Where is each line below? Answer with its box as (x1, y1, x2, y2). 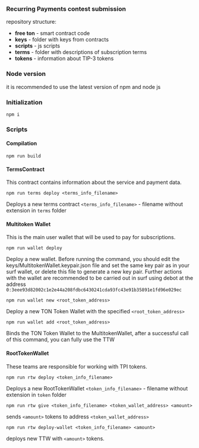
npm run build (6, 153, 42, 159)
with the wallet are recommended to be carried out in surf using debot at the (6, 275, 194, 282)
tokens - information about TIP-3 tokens (14, 55, 114, 62)
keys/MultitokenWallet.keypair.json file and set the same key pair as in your (6, 262, 190, 269)
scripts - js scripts (14, 42, 61, 49)
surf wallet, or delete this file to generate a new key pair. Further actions (6, 268, 182, 275)
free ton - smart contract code (14, 30, 90, 37)
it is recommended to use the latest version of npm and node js (6, 83, 161, 90)
